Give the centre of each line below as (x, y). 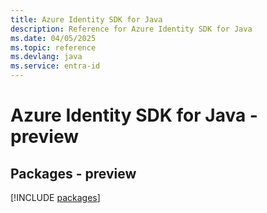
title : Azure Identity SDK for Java (86, 19)
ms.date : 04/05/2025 (53, 38)
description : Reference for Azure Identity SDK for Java (131, 29)
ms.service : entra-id (55, 66)
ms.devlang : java (46, 57)
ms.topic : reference (53, 47)
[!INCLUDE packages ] (55, 197)
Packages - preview (73, 173)
